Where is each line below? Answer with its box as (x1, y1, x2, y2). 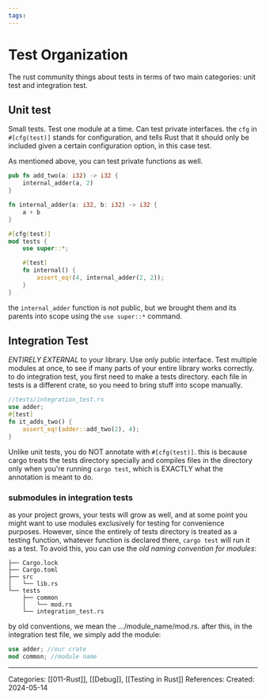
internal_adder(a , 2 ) (22, 179, 93, 187)
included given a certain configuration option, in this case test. (8, 141, 212, 151)
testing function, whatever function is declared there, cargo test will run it (8, 535, 250, 544)
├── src (8, 572, 34, 581)
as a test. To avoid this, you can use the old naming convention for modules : (8, 544, 257, 553)
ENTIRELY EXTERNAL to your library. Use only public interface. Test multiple (8, 355, 257, 365)
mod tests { (8, 237, 47, 246)
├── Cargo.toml (8, 566, 59, 574)
